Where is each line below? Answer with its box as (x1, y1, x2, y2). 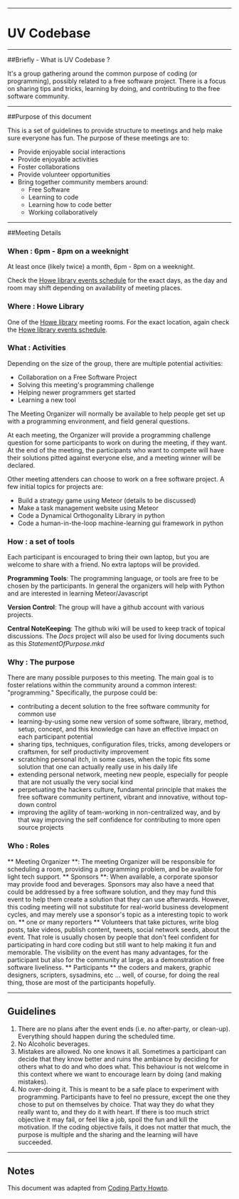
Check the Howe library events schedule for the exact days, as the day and (7, 276, 228, 285)
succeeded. (17, 1138, 53, 1146)
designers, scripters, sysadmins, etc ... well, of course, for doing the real (7, 971, 220, 979)
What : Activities (7, 343, 66, 353)
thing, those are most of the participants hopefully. (7, 978, 156, 986)
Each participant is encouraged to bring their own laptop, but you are (7, 553, 210, 561)
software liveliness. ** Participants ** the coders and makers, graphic (7, 963, 211, 971)
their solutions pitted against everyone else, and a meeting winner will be (7, 453, 221, 462)
